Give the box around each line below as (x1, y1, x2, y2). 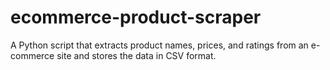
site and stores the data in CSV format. (56, 49, 217, 61)
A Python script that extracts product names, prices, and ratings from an (10, 39, 309, 51)
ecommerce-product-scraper (10, 6, 262, 29)
